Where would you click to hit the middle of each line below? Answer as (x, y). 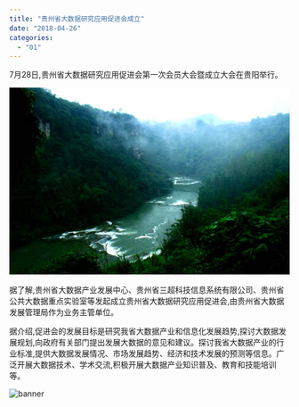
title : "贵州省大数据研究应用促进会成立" (77, 19)
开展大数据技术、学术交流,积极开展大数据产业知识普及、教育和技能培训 (147, 365)
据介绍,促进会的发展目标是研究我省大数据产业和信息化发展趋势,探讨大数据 (144, 331)
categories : (31, 37)
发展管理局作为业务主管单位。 (64, 312)
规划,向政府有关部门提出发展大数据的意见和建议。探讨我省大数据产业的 (147, 343)
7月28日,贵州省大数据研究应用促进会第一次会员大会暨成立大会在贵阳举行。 (146, 75)
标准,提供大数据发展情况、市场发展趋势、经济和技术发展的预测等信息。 (147, 353)
